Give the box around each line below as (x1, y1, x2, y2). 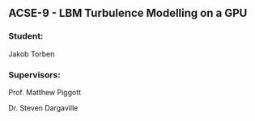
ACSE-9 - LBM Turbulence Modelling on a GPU (8, 6, 248, 20)
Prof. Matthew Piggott (8, 87, 82, 97)
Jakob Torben (8, 48, 55, 59)
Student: (8, 31, 44, 42)
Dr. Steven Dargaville (8, 102, 79, 112)
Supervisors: (8, 69, 61, 80)
